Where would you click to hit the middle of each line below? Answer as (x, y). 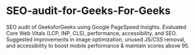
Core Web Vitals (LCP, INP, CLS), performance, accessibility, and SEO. (92, 33)
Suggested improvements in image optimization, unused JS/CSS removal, (96, 39)
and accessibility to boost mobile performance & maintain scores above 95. (98, 46)
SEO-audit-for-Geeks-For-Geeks (88, 11)
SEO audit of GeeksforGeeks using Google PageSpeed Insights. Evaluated (96, 27)
